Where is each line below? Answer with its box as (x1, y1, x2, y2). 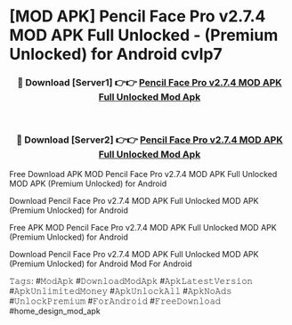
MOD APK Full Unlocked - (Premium (9, 25, 279, 45)
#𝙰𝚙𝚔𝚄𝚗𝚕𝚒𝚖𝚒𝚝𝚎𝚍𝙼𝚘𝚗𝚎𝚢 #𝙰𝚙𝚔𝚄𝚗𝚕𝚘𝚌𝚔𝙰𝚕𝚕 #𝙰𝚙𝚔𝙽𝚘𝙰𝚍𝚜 (9, 285, 232, 296)
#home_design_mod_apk (9, 305, 101, 316)
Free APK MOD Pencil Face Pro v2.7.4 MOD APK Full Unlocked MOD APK (9, 222, 278, 232)
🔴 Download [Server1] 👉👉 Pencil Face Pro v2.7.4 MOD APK (17, 77, 282, 89)
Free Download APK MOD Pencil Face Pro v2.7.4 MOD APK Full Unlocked (9, 168, 278, 179)
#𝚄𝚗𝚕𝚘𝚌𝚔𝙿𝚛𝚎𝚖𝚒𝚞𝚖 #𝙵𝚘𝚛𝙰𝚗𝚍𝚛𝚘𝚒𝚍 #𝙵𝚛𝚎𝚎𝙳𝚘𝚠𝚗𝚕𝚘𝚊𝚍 (9, 296, 221, 306)
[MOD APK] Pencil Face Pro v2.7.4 (9, 6, 266, 27)
